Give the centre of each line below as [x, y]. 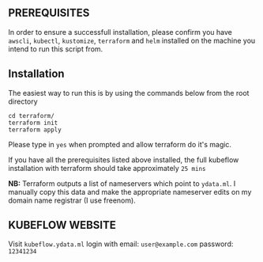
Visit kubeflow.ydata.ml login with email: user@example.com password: [121, 244]
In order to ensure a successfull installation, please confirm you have [120, 32]
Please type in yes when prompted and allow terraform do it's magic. [120, 144]
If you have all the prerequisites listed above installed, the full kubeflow [124, 159]
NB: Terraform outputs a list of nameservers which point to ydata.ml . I [122, 183]
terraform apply [35, 130]
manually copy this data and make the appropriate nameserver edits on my [130, 192]
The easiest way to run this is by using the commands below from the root [129, 93]
